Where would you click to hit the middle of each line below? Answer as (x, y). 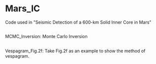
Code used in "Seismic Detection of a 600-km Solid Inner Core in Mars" (78, 22)
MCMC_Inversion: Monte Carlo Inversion (46, 36)
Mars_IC (23, 9)
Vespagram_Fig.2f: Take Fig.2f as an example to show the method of (75, 51)
